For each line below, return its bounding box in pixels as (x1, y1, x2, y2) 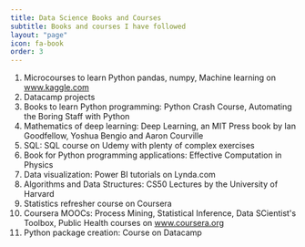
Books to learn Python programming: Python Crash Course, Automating (23, 101, 292, 112)
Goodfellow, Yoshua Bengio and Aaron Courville (23, 130, 204, 141)
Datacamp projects (23, 92, 96, 103)
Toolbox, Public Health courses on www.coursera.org (23, 218, 225, 229)
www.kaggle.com (23, 82, 90, 93)
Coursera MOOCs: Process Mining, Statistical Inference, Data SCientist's (23, 208, 297, 219)
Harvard (23, 189, 55, 200)
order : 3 (10, 47, 44, 57)
